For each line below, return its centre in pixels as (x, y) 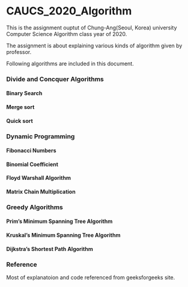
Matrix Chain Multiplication (41, 191)
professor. (19, 52)
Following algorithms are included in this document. (70, 64)
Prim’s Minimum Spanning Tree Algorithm (59, 221)
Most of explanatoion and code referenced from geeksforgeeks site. (91, 277)
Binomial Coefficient (32, 164)
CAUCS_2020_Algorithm (69, 11)
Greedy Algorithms (35, 207)
